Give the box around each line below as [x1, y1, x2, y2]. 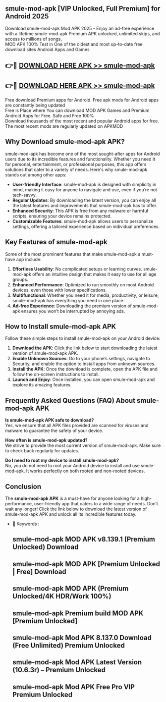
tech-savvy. [12, 192, 37, 198]
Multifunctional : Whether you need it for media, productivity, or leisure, [12, 292, 159, 298]
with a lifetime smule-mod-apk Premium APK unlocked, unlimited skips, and [5, 30, 160, 37]
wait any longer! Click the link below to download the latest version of [5, 506, 147, 512]
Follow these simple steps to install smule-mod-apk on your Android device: [5, 335, 161, 341]
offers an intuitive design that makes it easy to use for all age [32, 271, 157, 277]
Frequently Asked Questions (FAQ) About [5, 396, 135, 405]
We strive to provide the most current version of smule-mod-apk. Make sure [5, 442, 161, 448]
